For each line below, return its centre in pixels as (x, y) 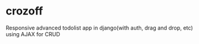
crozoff (24, 11)
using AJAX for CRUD (33, 34)
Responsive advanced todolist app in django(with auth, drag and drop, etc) (99, 28)
